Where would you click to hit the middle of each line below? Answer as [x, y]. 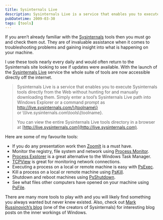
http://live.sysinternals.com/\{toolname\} [57, 108]
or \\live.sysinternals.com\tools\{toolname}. [60, 113]
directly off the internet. [29, 77]
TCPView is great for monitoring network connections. [66, 162]
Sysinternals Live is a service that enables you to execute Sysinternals [87, 87]
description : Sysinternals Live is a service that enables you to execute [82, 14]
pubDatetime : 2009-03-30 [30, 18]
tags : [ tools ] [19, 23]
